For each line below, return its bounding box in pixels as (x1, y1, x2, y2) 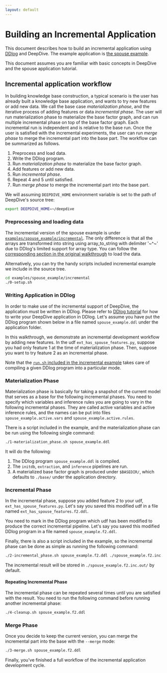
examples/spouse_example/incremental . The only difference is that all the (5, 235, 153, 241)
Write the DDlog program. (12, 155, 65, 162)
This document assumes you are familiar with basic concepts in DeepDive (5, 60, 157, 66)
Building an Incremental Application (5, 28, 156, 40)
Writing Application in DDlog (5, 292, 76, 299)
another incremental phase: (5, 600, 62, 606)
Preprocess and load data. (12, 150, 67, 156)
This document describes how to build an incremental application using (5, 45, 152, 51)
